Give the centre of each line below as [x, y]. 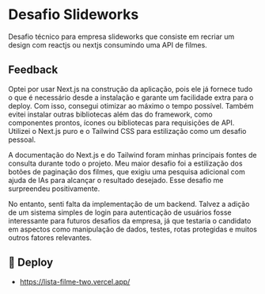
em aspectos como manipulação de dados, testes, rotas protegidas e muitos [132, 229]
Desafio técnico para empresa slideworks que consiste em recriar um [121, 36]
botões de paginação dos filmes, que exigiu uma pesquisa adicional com [127, 171]
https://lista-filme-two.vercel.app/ [75, 281]
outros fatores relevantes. [50, 237]
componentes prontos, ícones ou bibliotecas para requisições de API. [121, 122]
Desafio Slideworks [74, 15]
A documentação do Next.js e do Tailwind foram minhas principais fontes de [132, 155]
